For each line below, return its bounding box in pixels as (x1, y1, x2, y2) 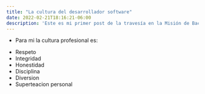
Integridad (15, 55, 41, 62)
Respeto (15, 49, 37, 56)
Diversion (15, 74, 40, 82)
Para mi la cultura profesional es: (15, 37, 98, 44)
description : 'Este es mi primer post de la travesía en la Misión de (6, 20, 190, 26)
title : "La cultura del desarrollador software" (6, 8, 132, 15)
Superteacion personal (15, 81, 73, 88)
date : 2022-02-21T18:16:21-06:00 (6, 15, 92, 21)
